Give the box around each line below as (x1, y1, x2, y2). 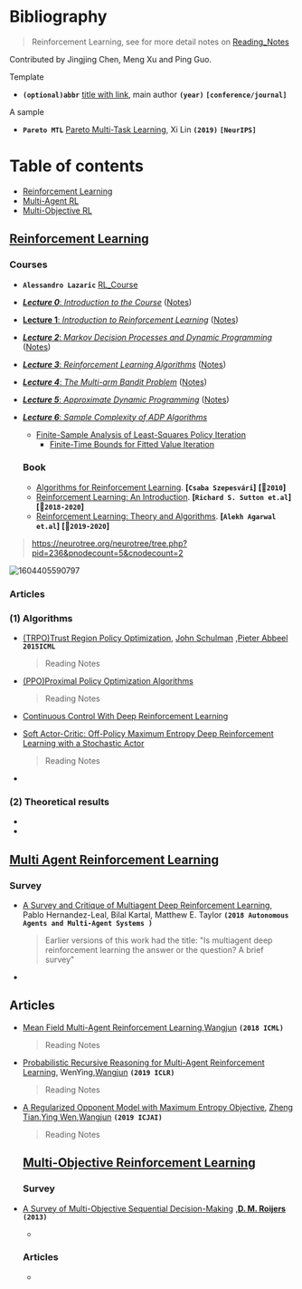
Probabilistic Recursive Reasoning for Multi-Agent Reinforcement (22, 1057, 265, 1068)
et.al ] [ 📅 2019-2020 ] (35, 520, 110, 531)
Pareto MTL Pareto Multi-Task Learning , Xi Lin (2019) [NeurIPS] (22, 124, 257, 135)
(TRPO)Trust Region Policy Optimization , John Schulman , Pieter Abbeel (22, 632, 288, 644)
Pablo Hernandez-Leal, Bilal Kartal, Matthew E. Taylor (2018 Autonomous (22, 909, 289, 920)
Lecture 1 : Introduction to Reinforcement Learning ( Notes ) (22, 314, 240, 325)
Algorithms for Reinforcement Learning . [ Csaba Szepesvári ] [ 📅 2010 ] (35, 482, 287, 493)
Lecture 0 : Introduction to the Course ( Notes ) (22, 296, 193, 307)
